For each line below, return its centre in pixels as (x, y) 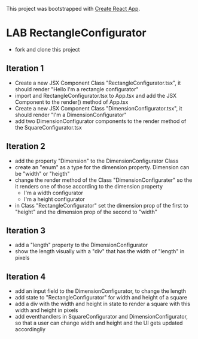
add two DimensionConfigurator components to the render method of (100, 121)
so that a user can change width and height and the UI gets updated (99, 323)
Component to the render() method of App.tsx (71, 102)
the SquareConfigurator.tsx (48, 127)
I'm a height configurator (54, 199)
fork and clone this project (47, 49)
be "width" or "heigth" (42, 173)
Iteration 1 (25, 68)
